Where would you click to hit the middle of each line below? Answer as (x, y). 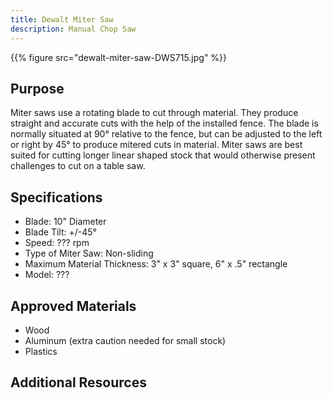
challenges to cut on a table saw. (78, 166)
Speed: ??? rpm (57, 243)
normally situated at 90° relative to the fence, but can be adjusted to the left (166, 134)
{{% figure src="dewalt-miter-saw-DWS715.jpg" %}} (119, 57)
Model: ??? (47, 275)
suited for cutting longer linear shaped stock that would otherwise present (163, 155)
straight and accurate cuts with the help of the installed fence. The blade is (164, 123)
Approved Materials (73, 306)
